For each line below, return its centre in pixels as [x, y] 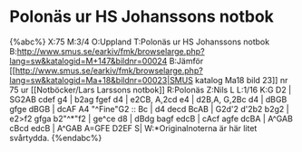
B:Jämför [186, 61]
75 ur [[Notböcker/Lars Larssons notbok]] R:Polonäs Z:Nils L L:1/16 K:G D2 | [151, 90]
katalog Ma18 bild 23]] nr [241, 80]
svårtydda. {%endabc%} [56, 138]
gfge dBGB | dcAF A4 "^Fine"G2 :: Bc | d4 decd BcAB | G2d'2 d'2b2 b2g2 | [149, 109]
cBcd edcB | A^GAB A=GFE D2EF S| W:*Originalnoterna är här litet [133, 128]
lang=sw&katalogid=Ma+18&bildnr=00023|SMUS [101, 80]
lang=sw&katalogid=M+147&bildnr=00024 [88, 61]
